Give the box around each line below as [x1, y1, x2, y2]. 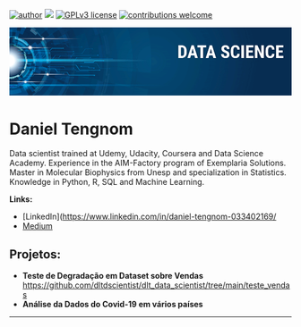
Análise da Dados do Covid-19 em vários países [21, 299, 203, 310]
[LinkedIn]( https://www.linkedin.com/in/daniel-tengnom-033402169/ [21, 211, 277, 222]
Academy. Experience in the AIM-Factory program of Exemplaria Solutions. [9, 157, 287, 169]
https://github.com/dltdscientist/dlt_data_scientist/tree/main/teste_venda [21, 280, 290, 290]
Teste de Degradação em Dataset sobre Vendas [21, 271, 203, 281]
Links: [9, 194, 33, 205]
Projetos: [9, 247, 61, 262]
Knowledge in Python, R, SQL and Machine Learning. [9, 177, 205, 188]
